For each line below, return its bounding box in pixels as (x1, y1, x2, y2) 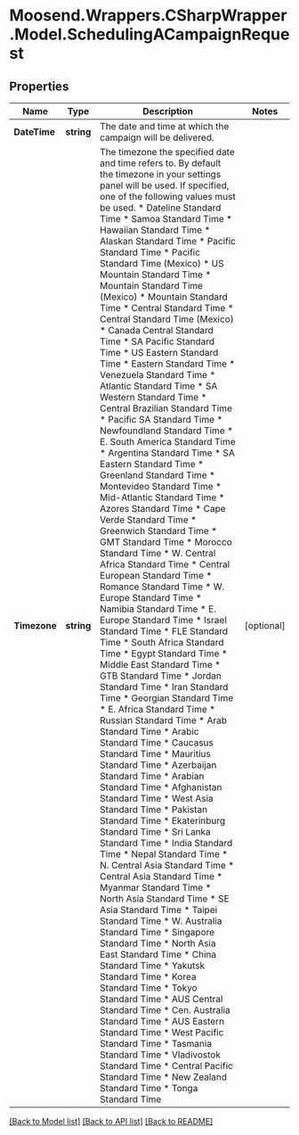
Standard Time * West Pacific (99, 1026, 224, 1039)
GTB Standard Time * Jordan (99, 670, 222, 682)
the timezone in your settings (99, 169, 222, 180)
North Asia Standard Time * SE (99, 892, 230, 905)
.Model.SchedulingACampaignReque (9, 24, 290, 45)
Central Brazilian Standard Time (99, 402, 233, 415)
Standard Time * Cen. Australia (99, 1004, 230, 1016)
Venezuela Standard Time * (99, 369, 216, 381)
